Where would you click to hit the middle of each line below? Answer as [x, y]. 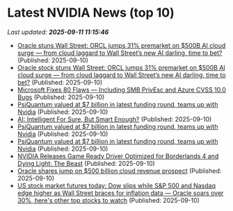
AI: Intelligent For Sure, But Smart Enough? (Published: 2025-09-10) [114, 119]
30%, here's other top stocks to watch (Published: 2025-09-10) [109, 200]
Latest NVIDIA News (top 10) [91, 13]
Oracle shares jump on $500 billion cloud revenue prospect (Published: [119, 171]
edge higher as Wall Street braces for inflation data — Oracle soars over [120, 193]
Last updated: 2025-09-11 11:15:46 [58, 32]
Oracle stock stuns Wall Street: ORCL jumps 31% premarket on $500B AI [121, 67]
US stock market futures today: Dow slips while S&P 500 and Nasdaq [116, 185]
